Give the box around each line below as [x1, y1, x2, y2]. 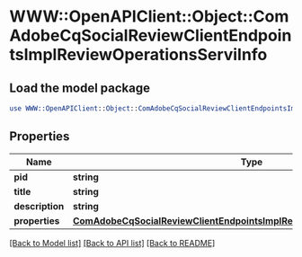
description [13, 199, 65, 212]
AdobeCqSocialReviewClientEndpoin [9, 25, 292, 46]
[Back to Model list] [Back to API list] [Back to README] [9, 237, 216, 248]
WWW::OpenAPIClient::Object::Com [9, 6, 289, 27]
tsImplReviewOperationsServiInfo [9, 45, 268, 65]
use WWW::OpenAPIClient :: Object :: [9, 104, 139, 113]
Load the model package [9, 80, 151, 95]
